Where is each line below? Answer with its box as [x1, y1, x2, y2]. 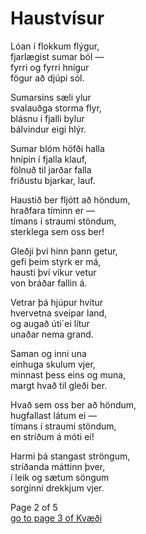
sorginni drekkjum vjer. [10, 482, 105, 494]
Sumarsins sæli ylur [10, 91, 92, 103]
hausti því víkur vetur [10, 266, 97, 278]
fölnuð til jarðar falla [10, 163, 92, 176]
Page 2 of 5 [10, 501, 58, 513]
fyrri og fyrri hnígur [10, 61, 90, 73]
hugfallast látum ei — [10, 409, 98, 421]
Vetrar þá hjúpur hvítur [10, 296, 104, 308]
